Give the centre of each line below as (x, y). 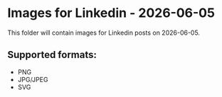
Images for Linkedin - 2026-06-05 (111, 13)
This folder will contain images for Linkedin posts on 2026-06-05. (104, 33)
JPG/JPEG (33, 79)
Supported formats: (52, 55)
